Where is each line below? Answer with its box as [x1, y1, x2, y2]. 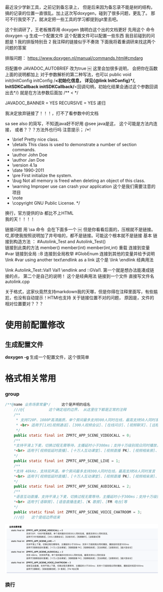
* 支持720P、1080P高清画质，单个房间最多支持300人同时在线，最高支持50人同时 [16, 418, 156, 423]
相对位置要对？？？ [5, 301, 44, 307]
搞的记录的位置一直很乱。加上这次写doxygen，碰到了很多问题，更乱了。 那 [5, 10, 155, 16]
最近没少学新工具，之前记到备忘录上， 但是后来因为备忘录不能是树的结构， [5, 4, 155, 10]
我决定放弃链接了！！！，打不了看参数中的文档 [5, 111, 98, 116]
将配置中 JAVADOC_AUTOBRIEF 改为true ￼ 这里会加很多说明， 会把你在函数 [5, 66, 158, 71]
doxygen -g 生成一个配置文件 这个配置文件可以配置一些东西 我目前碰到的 [5, 33, 151, 38]
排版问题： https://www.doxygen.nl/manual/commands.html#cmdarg [5, 55, 143, 61]
